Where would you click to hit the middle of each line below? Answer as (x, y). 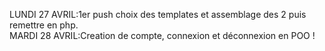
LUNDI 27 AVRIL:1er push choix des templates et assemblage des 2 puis (158, 14)
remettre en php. (44, 25)
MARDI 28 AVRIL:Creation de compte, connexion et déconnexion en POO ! (162, 35)
